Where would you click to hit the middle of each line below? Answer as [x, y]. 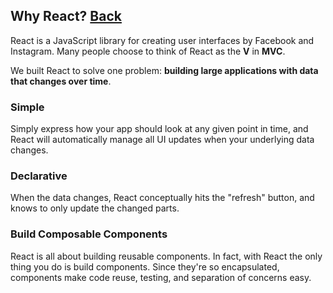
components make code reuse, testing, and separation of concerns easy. [161, 277]
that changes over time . [61, 81]
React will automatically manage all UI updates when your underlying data [162, 140]
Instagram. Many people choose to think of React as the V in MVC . [148, 51]
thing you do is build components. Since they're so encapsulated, [145, 266]
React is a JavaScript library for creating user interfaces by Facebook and [162, 40]
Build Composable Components [89, 234]
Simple [27, 107]
